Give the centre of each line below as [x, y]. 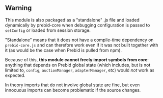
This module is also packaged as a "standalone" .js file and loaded [72, 20]
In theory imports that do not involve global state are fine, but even [72, 85]
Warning [18, 8]
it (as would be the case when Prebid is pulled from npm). [63, 50]
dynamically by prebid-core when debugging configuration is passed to [78, 25]
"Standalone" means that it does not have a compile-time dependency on [79, 40]
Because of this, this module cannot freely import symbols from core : [77, 60]
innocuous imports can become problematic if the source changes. [73, 90]
